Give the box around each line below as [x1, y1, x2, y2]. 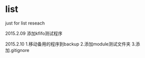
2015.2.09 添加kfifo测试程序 [5, 30, 63, 36]
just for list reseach [5, 20, 45, 26]
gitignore [11, 47, 30, 53]
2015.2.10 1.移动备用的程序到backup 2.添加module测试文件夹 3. [5, 41, 136, 47]
